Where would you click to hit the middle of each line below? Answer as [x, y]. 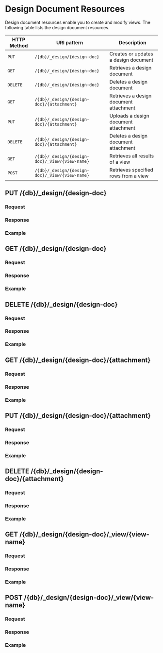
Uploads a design [129, 116]
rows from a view [129, 176]
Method [19, 46]
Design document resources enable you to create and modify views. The [78, 22]
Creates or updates [131, 53]
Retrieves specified [131, 170]
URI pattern [70, 42]
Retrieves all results [132, 155]
